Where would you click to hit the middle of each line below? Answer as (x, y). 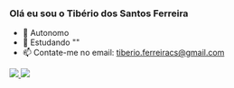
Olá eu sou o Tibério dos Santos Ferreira (99, 13)
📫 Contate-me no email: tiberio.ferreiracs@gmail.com (123, 53)
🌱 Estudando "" (51, 42)
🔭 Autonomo (46, 33)
